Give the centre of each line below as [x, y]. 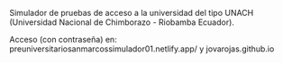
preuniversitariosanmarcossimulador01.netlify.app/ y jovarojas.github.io [142, 49]
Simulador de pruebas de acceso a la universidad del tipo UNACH [132, 13]
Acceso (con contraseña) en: [63, 39]
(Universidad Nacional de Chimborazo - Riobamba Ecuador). [122, 22]
